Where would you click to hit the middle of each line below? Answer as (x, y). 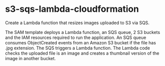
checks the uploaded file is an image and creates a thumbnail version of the (82, 53)
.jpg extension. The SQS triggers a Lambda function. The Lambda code (78, 48)
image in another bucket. (30, 58)
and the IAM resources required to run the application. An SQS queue (76, 37)
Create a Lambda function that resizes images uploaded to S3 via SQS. (77, 23)
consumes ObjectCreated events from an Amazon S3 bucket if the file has (81, 42)
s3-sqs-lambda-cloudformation (72, 9)
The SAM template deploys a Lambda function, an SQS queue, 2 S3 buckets (83, 32)
